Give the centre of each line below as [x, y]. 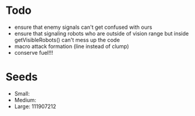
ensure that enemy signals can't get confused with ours [83, 27]
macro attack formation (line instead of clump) [72, 46]
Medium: [25, 100]
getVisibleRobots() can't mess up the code [67, 40]
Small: [22, 93]
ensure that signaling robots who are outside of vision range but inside [101, 33]
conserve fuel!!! [34, 52]
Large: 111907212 [35, 106]
